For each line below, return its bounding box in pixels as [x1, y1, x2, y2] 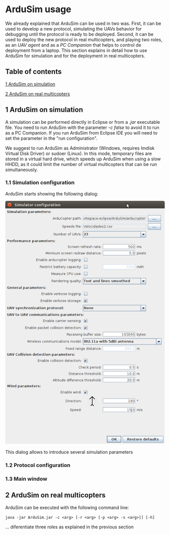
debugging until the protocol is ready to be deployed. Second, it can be [5, 31, 154, 37]
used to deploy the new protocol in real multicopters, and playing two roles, [5, 37, 163, 43]
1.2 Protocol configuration [5, 461, 71, 469]
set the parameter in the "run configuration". [5, 135, 98, 141]
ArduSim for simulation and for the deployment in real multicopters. [5, 52, 146, 59]
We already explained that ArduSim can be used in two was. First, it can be [5, 20, 161, 26]
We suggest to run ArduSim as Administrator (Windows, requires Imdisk [5, 145, 155, 151]
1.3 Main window [5, 475, 48, 482]
